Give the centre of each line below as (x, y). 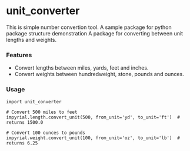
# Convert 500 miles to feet (42, 112)
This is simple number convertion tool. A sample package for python (89, 27)
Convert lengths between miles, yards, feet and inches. (81, 68)
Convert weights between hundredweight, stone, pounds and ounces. (99, 74)
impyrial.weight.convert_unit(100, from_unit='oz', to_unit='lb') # (93, 138)
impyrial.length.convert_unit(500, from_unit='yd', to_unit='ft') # (93, 117)
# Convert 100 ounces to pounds (46, 133)
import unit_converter (34, 101)
